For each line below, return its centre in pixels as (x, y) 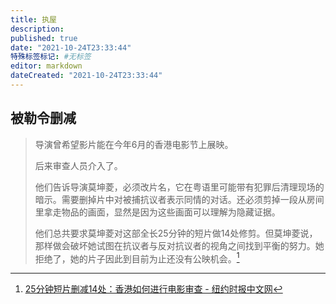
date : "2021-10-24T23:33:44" (71, 47)
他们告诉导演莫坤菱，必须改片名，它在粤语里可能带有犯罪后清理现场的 (179, 187)
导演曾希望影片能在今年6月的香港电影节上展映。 (134, 144)
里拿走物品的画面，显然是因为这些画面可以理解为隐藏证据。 (157, 212)
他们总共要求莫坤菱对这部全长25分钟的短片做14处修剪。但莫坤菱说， (176, 233)
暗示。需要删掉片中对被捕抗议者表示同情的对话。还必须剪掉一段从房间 (179, 199)
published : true (44, 38)
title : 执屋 (33, 19)
